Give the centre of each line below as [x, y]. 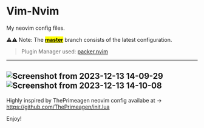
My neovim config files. [36, 28]
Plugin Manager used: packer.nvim [64, 51]
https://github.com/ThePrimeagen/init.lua [58, 107]
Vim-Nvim [33, 11]
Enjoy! [14, 118]
